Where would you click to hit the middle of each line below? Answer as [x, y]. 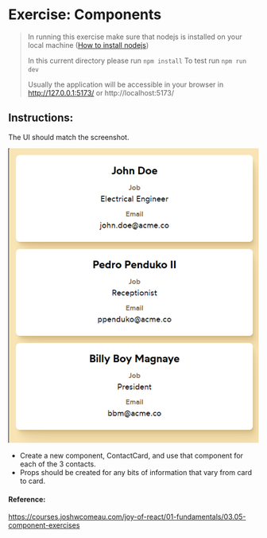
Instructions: [41, 118]
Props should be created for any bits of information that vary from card [136, 472]
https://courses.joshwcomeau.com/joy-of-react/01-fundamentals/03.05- [127, 517]
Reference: [27, 499]
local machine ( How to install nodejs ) [88, 45]
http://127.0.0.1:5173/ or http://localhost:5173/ [101, 92]
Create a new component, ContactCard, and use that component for [132, 455]
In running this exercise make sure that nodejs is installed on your [135, 37]
